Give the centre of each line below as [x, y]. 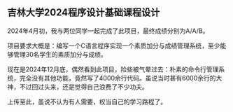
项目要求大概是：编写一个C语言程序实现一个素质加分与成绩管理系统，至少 [114, 45]
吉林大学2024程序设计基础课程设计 [84, 13]
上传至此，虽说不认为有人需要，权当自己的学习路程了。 [87, 101]
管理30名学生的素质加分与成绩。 [60, 54]
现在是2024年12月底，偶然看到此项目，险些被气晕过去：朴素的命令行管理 [113, 69]
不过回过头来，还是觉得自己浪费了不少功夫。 [84, 87]
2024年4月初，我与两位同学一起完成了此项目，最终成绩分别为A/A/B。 [108, 31]
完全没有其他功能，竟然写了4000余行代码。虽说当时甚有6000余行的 [118, 78]
